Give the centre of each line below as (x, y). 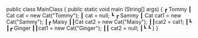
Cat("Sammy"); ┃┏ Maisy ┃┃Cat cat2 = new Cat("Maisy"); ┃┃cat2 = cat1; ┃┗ (99, 22)
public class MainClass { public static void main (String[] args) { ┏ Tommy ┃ (99, 9)
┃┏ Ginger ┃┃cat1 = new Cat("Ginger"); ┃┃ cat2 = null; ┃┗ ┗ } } (82, 28)
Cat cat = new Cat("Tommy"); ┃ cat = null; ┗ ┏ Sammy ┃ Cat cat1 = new (94, 15)
